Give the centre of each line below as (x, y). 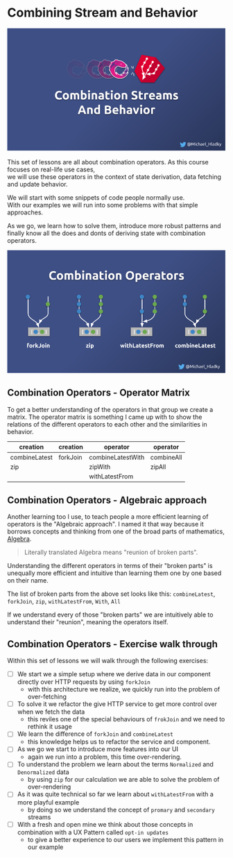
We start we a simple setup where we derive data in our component (114, 674)
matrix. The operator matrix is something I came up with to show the (105, 417)
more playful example (48, 802)
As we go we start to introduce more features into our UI (98, 749)
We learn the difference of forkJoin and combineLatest (95, 734)
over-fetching (47, 697)
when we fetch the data (51, 712)
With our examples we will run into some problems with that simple (103, 205)
